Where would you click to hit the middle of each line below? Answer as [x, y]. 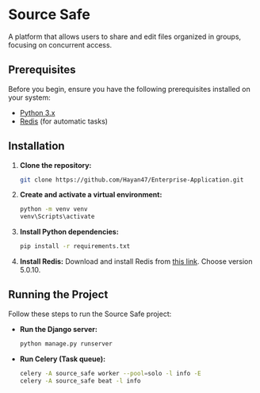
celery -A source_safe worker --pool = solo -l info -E [110, 373]
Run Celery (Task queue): [62, 359]
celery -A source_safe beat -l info [80, 381]
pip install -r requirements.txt [75, 246]
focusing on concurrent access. [60, 44]
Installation [36, 146]
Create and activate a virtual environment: [91, 195]
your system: [30, 97]
